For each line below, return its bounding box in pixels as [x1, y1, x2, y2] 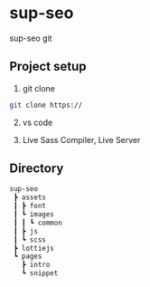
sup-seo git [9, 33, 52, 43]
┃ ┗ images [13, 210, 54, 219]
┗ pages [13, 252, 42, 261]
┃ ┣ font [13, 202, 47, 211]
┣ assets [13, 193, 47, 202]
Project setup [9, 59, 88, 74]
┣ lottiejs [13, 244, 54, 253]
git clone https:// [9, 100, 83, 110]
